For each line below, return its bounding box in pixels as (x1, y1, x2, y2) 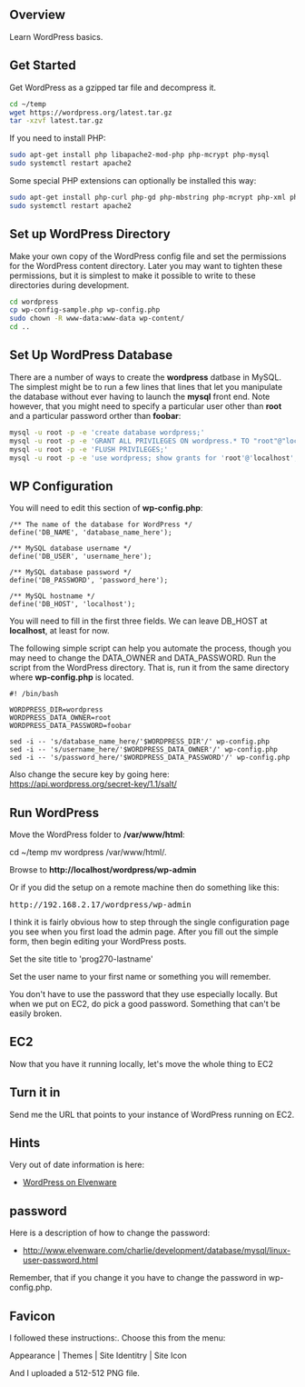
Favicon (9, 1308, 56, 1323)
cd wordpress (9, 297, 59, 306)
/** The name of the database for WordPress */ (9, 520, 193, 530)
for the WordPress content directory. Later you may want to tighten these (9, 260, 283, 271)
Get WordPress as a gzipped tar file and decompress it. (9, 82, 216, 93)
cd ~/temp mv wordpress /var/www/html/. (9, 847, 167, 857)
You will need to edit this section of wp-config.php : (9, 503, 203, 514)
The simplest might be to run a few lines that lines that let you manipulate (9, 381, 283, 392)
